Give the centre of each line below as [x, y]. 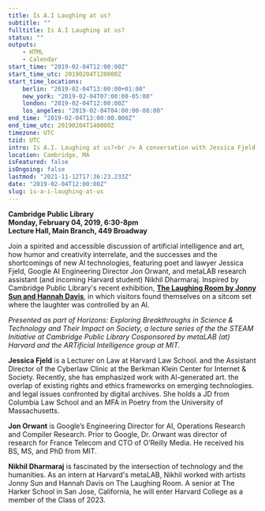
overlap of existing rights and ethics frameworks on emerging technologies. [131, 385]
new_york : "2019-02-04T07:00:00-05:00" [88, 96]
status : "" [26, 37]
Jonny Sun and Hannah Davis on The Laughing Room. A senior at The [121, 483]
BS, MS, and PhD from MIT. [52, 451]
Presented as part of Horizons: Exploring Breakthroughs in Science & [121, 319]
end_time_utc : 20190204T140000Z [61, 125]
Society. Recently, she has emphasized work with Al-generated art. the [123, 377]
